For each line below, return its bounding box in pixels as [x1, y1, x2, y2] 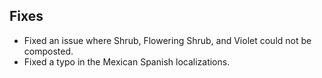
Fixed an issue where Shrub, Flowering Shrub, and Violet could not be [23, 34, 312, 46]
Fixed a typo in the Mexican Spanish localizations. [23, 55, 231, 68]
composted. [23, 45, 74, 57]
